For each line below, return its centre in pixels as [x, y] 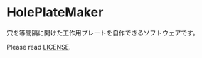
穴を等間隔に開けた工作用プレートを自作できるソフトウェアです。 [103, 33]
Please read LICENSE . [39, 47]
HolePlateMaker [55, 12]
